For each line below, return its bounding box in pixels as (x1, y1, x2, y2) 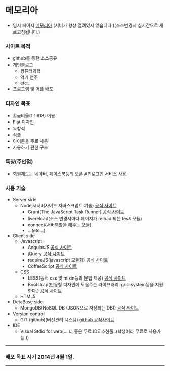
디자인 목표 (5, 100, 31, 107)
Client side (12, 233, 35, 239)
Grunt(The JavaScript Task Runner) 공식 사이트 (27, 209, 125, 215)
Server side (12, 197, 37, 203)
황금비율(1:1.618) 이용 (12, 112, 56, 118)
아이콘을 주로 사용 (12, 138, 48, 144)
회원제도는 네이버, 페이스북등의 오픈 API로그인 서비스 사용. (12, 171, 128, 177)
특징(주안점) (5, 158, 33, 165)
